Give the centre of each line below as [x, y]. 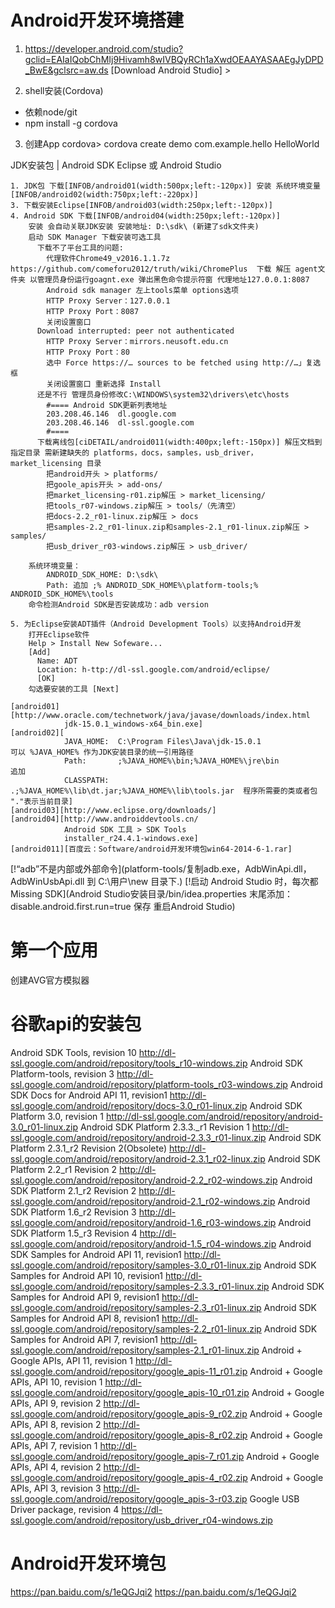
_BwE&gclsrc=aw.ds [66, 70]
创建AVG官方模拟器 [50, 980]
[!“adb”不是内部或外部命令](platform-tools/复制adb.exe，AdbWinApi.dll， [161, 868]
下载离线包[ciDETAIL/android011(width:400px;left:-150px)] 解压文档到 [179, 442]
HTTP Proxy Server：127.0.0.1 [108, 301]
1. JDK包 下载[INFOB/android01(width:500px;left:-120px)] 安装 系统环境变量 [165, 186]
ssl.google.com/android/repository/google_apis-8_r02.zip [129, 1435]
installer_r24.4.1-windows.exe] [131, 838]
